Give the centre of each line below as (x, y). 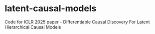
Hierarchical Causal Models (33, 27)
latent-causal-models (51, 8)
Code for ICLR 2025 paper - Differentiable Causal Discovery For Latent (77, 22)
